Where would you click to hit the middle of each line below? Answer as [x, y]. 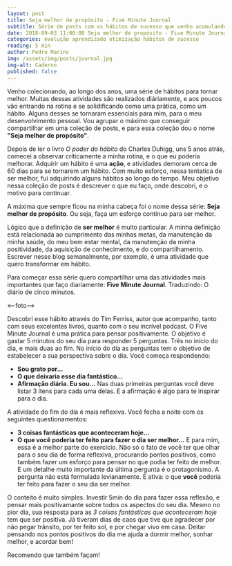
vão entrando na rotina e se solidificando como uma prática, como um [107, 106]
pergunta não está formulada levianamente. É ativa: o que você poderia [119, 476]
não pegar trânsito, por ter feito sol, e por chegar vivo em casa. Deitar [106, 527]
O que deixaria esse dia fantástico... [70, 376]
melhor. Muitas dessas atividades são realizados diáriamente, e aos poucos [115, 98]
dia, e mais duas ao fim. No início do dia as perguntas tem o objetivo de [109, 348]
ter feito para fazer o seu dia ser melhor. [74, 484]
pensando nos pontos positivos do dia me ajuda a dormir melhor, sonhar [110, 534]
